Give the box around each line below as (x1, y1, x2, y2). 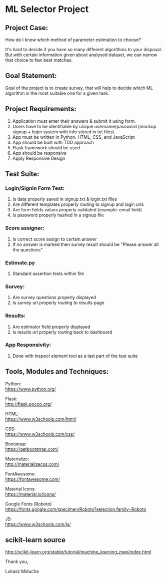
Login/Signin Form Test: (5, 184, 65, 191)
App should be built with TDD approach (12, 139, 94, 145)
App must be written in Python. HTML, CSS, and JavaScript (12, 134, 135, 140)
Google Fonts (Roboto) (5, 501, 52, 507)
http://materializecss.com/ (5, 461, 59, 467)
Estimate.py (5, 259, 35, 266)
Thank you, (5, 558, 28, 564)
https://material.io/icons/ (5, 491, 56, 497)
